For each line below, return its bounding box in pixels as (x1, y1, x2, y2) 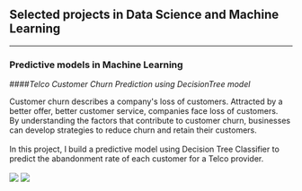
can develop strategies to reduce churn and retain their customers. (9, 125, 258, 135)
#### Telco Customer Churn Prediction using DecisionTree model (9, 79, 251, 90)
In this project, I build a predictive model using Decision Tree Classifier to (9, 143, 280, 155)
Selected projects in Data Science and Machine (9, 7, 280, 22)
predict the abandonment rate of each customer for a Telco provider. (9, 153, 264, 164)
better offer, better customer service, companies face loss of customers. (9, 106, 279, 117)
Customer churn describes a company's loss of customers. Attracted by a (9, 96, 283, 107)
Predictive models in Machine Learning (9, 58, 183, 71)
